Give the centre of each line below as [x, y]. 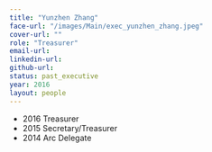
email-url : [30, 51]
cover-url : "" [36, 34]
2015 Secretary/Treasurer [70, 128]
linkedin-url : [36, 59]
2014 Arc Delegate [57, 138]
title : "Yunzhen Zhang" [54, 18]
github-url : [32, 68]
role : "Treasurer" [44, 43]
